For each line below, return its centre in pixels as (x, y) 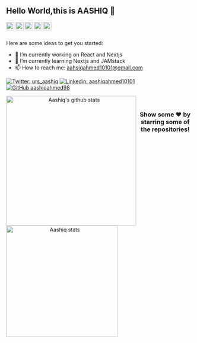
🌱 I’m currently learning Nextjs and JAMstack (70, 61)
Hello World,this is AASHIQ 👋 (61, 11)
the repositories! (165, 129)
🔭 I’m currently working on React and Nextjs (69, 55)
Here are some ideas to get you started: (55, 43)
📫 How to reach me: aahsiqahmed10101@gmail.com (79, 67)
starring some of (165, 122)
